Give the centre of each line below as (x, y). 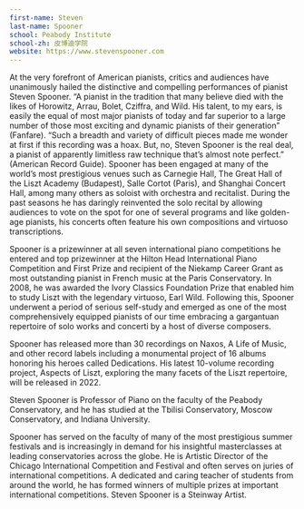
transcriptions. (36, 231)
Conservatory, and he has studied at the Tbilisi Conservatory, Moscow (141, 410)
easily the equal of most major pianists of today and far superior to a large (147, 116)
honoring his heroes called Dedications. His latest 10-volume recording (142, 363)
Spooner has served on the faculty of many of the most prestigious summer (151, 437)
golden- (275, 212)
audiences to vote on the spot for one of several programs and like (134, 212)
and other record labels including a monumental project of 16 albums (138, 354)
